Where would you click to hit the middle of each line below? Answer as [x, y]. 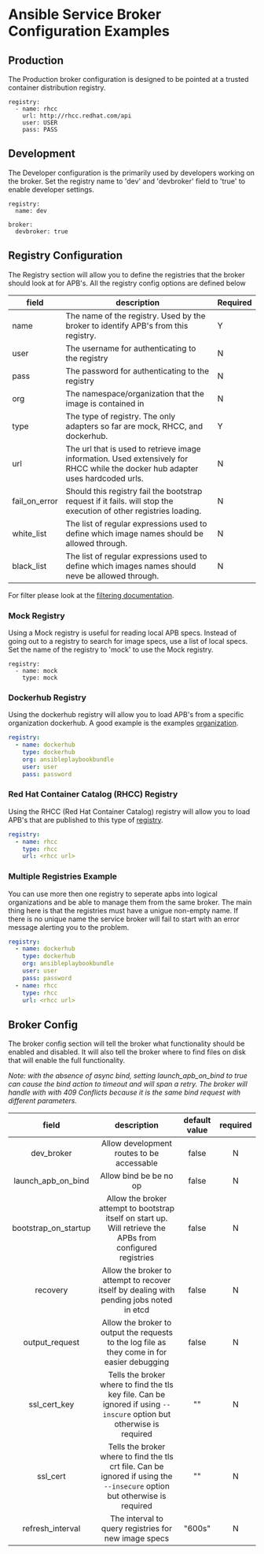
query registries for [137, 1529]
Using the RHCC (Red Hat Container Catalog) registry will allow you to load [129, 811]
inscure [117, 1415]
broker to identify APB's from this [127, 325]
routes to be [137, 1154]
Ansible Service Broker [85, 15]
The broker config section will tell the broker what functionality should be [126, 1044]
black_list [29, 566]
